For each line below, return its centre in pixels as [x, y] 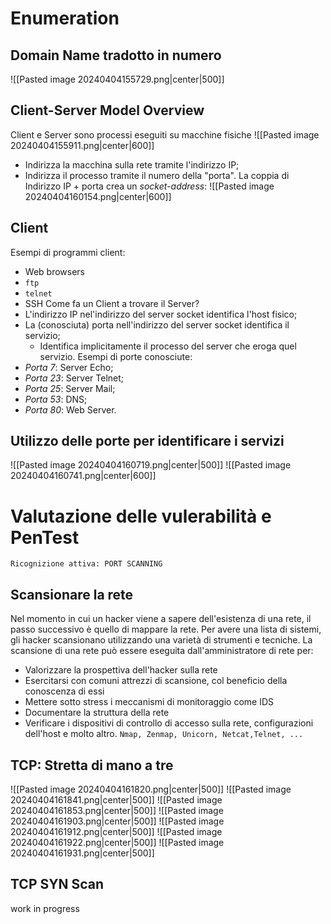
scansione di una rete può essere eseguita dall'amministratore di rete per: [162, 651]
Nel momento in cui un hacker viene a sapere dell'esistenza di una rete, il [161, 619]
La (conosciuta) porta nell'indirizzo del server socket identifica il [157, 324]
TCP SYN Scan [57, 884]
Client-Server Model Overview [107, 110]
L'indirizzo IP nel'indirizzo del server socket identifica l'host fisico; [161, 314]
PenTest [45, 537]
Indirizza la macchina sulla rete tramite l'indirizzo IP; [132, 164]
